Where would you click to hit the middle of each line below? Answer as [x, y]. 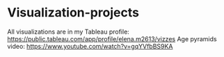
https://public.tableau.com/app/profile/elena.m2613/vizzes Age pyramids [112, 38]
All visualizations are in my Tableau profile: [69, 32]
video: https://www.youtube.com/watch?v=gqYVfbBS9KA [90, 46]
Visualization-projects [73, 13]
